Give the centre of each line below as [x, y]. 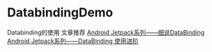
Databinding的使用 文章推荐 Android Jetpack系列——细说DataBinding [106, 32]
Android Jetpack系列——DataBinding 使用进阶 [73, 41]
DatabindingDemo [60, 13]
